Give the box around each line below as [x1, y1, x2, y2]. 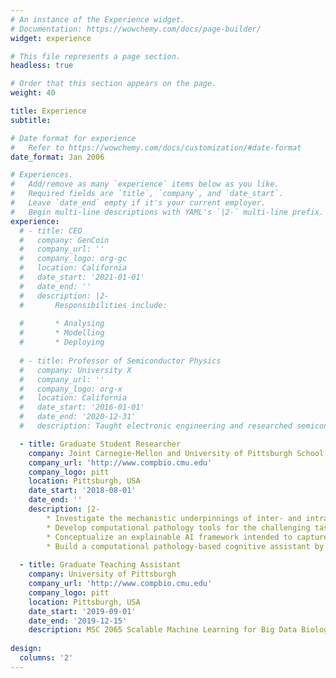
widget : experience [10, 33, 92, 43]
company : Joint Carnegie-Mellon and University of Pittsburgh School [28, 448, 325, 458]
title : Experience [10, 106, 87, 116]
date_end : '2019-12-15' [28, 616, 128, 626]
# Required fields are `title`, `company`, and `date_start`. [10, 189, 284, 199]
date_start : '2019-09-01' [28, 606, 137, 616]
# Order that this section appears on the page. [10, 79, 217, 89]
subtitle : [10, 115, 52, 125]
